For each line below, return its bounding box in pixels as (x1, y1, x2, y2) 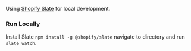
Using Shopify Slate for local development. (5, 5, 111, 12)
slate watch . (5, 40, 37, 47)
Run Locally (5, 20, 40, 28)
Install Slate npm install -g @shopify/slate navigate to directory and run (5, 33, 185, 40)
